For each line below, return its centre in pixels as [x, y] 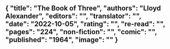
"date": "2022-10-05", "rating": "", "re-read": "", [85, 24]
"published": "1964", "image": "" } [62, 40]
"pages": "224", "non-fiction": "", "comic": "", [81, 32]
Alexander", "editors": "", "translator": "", [73, 16]
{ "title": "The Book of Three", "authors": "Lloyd [83, 8]
